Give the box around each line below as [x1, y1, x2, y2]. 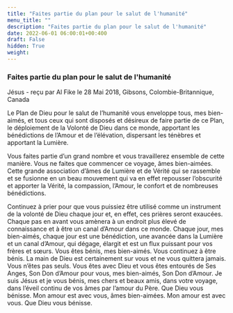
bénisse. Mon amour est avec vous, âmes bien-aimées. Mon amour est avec [7, 291, 226, 300]
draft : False [7, 36, 45, 43]
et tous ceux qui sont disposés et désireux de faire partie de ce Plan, [27, 116, 225, 125]
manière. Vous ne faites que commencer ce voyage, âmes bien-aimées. [7, 160, 214, 168]
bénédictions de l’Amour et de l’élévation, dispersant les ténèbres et [7, 131, 202, 139]
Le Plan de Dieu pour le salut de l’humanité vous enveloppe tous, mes [7, 109, 207, 117]
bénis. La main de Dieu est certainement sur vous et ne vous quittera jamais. [7, 254, 226, 263]
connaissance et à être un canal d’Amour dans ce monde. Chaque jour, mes [7, 224, 224, 234]
